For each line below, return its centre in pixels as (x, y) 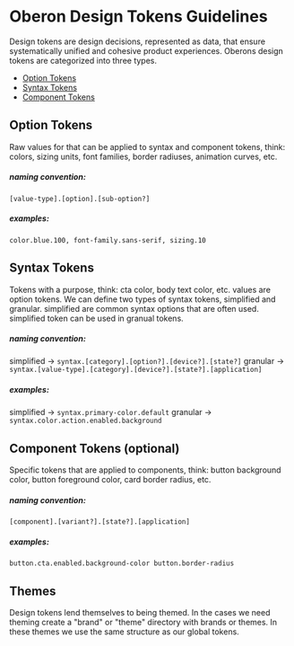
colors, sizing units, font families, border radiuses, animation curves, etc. (143, 156)
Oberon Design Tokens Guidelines (138, 17)
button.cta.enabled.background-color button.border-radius (122, 563)
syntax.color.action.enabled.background (86, 421)
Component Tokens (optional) (95, 448)
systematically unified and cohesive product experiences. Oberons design (147, 50)
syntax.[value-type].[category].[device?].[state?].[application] (136, 370)
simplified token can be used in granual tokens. (96, 318)
